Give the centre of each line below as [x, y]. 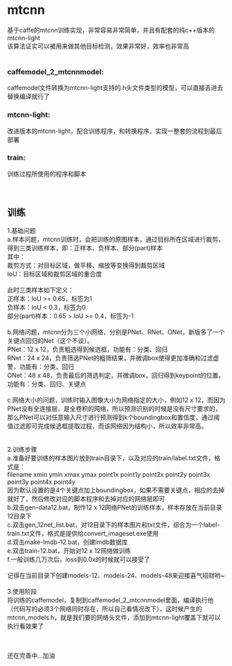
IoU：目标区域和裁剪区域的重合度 [55, 274]
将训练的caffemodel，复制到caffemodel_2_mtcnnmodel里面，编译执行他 [110, 600]
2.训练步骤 [22, 449]
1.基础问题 [21, 230]
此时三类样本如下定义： [41, 290]
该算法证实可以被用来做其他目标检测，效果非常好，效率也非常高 [98, 46]
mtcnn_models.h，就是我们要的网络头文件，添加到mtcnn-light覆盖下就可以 [114, 617]
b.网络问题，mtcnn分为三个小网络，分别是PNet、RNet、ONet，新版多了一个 [116, 332]
